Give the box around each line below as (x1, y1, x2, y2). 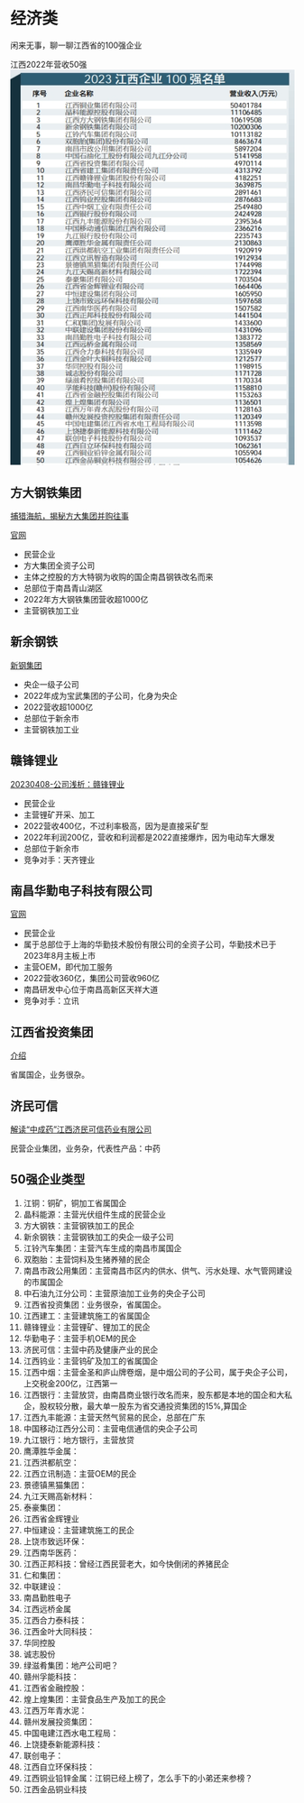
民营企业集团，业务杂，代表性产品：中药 (10, 1143, 161, 1154)
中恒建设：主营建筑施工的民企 (23, 1524, 134, 1535)
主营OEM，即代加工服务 (23, 961, 114, 972)
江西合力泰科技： (23, 1614, 88, 1625)
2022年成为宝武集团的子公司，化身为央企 (23, 690, 179, 701)
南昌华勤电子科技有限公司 (10, 883, 152, 898)
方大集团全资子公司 (23, 560, 96, 571)
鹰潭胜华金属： (23, 1445, 79, 1457)
